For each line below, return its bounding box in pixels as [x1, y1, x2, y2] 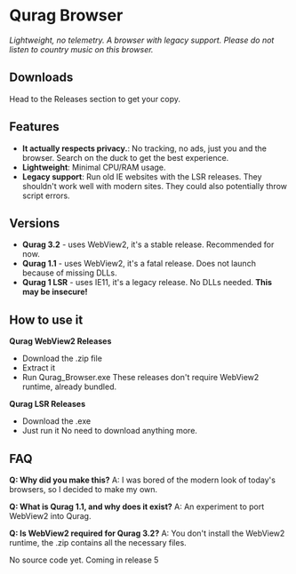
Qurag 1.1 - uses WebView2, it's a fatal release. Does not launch [21, 259, 256, 269]
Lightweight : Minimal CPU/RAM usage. [21, 162, 166, 172]
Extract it [21, 363, 56, 373]
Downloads [9, 70, 74, 85]
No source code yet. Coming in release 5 [9, 554, 159, 565]
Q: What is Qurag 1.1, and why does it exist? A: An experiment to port [9, 501, 265, 512]
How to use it [9, 312, 84, 327]
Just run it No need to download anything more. [21, 426, 198, 436]
